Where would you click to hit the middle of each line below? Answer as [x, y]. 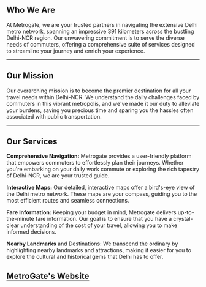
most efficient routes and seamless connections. [68, 201]
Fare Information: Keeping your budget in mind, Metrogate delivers [91, 212]
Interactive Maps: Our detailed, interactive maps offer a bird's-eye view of [101, 188]
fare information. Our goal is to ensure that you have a [104, 219]
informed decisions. [32, 232]
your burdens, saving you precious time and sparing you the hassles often [100, 110]
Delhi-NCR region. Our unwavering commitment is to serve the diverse [96, 38]
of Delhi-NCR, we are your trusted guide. [58, 176]
